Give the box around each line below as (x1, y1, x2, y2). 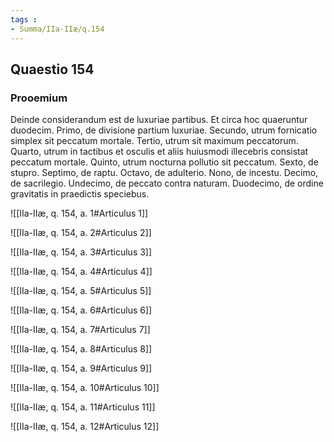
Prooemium (10, 91, 68, 105)
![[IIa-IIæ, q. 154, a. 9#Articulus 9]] (10, 362, 153, 375)
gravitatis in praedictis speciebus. (10, 188, 150, 200)
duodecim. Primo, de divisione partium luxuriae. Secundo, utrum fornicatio (10, 124, 318, 136)
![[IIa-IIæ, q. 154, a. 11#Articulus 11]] (10, 401, 156, 413)
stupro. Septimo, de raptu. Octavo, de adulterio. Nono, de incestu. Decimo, (10, 167, 319, 179)
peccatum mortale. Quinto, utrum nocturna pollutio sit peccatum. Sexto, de (10, 156, 319, 168)
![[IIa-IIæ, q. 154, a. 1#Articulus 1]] (10, 207, 149, 220)
